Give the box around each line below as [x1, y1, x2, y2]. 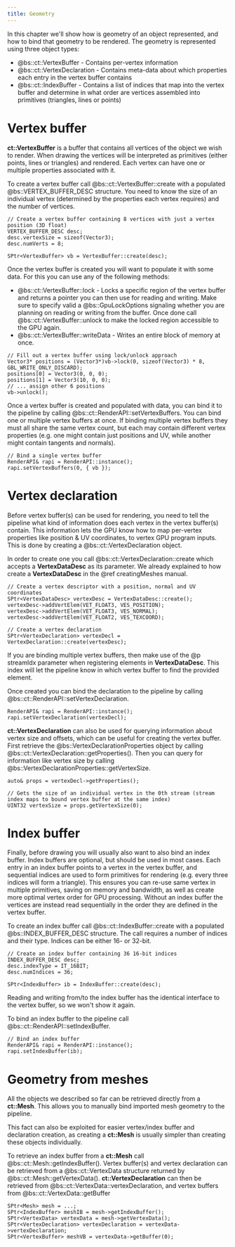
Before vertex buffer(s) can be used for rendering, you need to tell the [7, 511, 209, 519]
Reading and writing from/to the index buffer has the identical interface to [7, 993, 220, 1002]
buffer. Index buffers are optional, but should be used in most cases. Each [7, 856, 221, 864]
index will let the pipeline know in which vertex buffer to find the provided [7, 665, 220, 674]
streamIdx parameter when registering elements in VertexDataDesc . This [7, 658, 220, 667]
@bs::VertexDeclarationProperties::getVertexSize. [7, 764, 151, 772]
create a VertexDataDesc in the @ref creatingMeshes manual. [7, 569, 188, 577]
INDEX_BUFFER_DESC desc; [7, 957, 80, 964]
